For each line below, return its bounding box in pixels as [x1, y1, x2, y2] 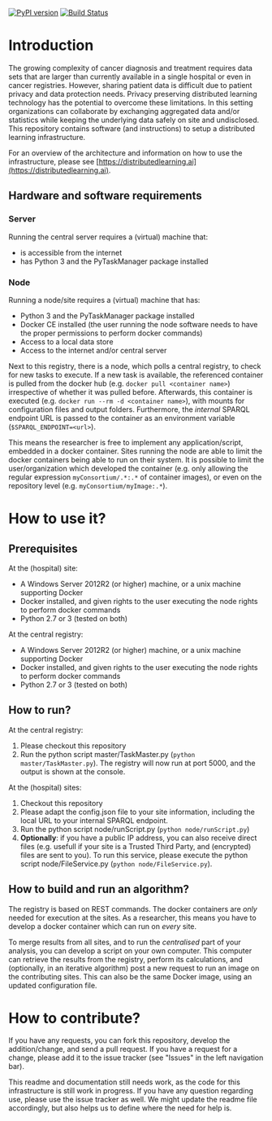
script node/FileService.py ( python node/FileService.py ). [19, 859, 213, 869]
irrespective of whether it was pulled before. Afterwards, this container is [8, 387, 253, 396]
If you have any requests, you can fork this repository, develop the [8, 1036, 231, 1045]
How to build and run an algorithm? [8, 882, 189, 896]
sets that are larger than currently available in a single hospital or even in [8, 72, 252, 81]
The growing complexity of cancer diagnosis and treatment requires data [8, 63, 253, 72]
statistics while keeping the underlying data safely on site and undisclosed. [8, 115, 260, 125]
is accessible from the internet [19, 247, 123, 257]
